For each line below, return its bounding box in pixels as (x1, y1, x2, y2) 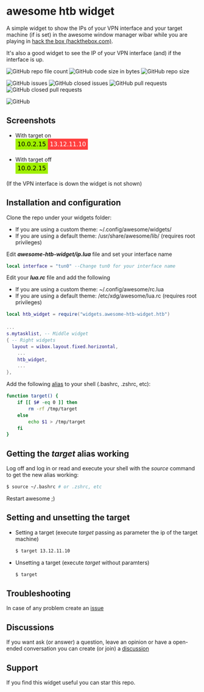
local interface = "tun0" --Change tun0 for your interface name (6, 263, 175, 269)
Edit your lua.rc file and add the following (6, 274, 111, 282)
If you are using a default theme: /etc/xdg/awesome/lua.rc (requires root (15, 292, 197, 300)
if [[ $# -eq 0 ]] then (17, 399, 78, 406)
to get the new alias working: (6, 472, 79, 479)
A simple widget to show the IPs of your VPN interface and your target (6, 24, 183, 32)
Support (6, 663, 38, 673)
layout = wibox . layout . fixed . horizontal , (12, 343, 119, 349)
